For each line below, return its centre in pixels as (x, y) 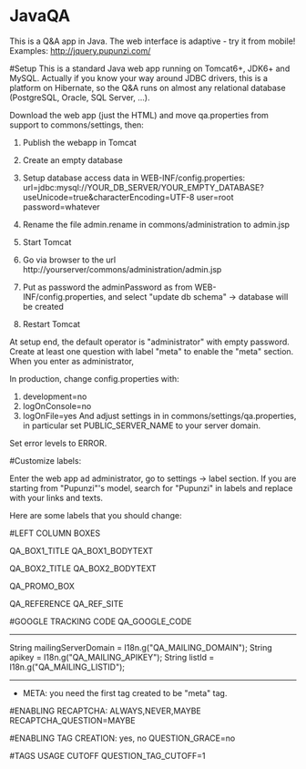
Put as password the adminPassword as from (107, 287)
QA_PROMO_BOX (42, 586)
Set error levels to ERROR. (58, 443)
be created (43, 306)
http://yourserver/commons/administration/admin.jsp (122, 269)
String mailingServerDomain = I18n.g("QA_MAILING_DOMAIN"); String (141, 647)
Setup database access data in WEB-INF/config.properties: (134, 178)
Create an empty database (72, 159)
